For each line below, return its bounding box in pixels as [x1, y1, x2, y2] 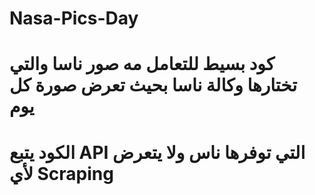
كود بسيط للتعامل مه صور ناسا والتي [9, 53, 276, 76]
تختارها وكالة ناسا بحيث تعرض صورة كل [9, 74, 298, 97]
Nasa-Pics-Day [9, 7, 139, 30]
